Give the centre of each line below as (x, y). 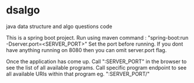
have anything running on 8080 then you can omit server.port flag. (86, 50)
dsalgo (23, 10)
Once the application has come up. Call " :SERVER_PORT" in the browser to (96, 61)
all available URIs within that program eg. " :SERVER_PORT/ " (78, 74)
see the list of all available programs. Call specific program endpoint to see (96, 67)
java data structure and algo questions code (59, 26)
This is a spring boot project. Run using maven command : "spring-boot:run (97, 37)
